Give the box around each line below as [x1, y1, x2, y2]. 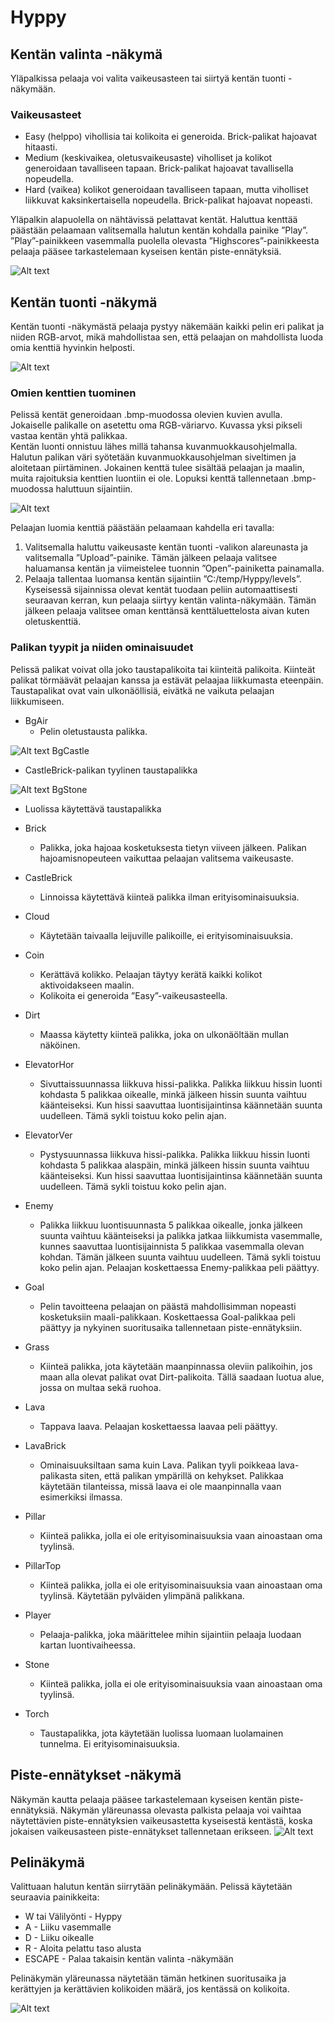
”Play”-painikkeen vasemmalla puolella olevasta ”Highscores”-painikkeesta [10, 235, 320, 247]
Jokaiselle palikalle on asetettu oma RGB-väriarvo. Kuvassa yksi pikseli [10, 419, 303, 431]
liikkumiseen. [10, 695, 65, 707]
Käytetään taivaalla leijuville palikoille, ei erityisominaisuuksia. [39, 929, 293, 941]
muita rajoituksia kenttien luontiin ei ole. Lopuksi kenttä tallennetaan [10, 472, 290, 485]
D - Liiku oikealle [24, 1932, 95, 1944]
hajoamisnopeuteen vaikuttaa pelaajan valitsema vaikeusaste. [39, 852, 295, 864]
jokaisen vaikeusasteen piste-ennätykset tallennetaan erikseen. [10, 1825, 272, 1837]
